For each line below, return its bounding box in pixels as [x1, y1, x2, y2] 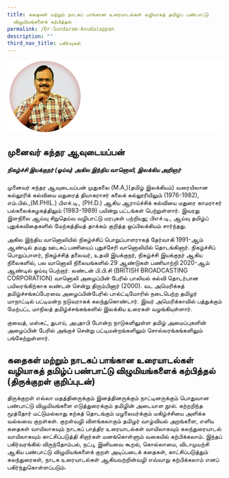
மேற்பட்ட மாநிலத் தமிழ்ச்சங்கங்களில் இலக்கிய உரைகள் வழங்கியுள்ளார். [7, 305, 193, 313]
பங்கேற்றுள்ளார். [7, 334, 50, 342]
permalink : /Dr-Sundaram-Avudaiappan [7, 25, 115, 32]
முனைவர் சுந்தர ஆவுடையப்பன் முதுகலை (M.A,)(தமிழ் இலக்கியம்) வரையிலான [7, 184, 208, 192]
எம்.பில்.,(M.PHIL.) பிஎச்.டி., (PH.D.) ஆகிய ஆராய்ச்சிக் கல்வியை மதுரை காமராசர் [7, 199, 222, 207]
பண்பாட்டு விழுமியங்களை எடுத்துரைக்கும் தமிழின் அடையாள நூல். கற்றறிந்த [7, 401, 203, 410]
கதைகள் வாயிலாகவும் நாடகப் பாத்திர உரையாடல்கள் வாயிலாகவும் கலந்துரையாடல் [7, 425, 222, 433]
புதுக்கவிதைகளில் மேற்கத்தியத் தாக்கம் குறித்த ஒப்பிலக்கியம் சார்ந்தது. [7, 222, 187, 230]
